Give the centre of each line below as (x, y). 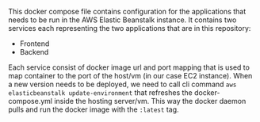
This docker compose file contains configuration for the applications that (127, 11)
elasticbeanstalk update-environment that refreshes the (100, 93)
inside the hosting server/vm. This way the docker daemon (150, 101)
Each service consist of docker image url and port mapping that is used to (129, 67)
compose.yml (31, 101)
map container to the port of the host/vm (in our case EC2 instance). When (130, 76)
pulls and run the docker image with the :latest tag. (94, 109)
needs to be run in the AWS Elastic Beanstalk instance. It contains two (122, 20)
